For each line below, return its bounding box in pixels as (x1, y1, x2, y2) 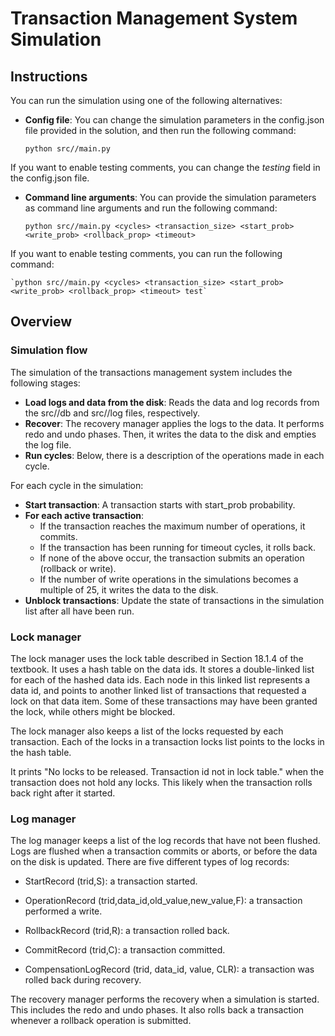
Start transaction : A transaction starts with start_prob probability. (24, 498, 296, 511)
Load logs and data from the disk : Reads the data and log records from (24, 396, 320, 408)
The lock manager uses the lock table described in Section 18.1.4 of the (10, 652, 304, 664)
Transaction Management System (10, 7, 298, 30)
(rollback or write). (39, 562, 117, 574)
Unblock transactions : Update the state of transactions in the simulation (24, 594, 325, 606)
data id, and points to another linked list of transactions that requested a (10, 684, 307, 696)
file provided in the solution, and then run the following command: (24, 125, 297, 136)
